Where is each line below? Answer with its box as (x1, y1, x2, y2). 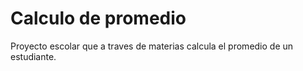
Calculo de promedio (10, 7, 187, 30)
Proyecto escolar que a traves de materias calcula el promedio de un (10, 40, 294, 52)
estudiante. (10, 50, 57, 62)
